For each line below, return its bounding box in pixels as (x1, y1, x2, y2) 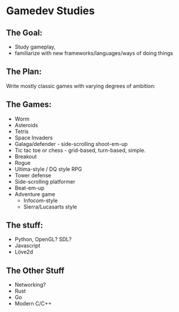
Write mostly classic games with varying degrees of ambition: (6, 82, 156, 89)
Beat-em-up (14, 184, 45, 191)
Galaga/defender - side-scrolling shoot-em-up (14, 140, 128, 147)
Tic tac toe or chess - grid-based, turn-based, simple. (14, 147, 146, 154)
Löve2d (14, 248, 34, 255)
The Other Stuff (6, 265, 65, 275)
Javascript (14, 242, 41, 249)
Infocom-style (23, 197, 58, 204)
